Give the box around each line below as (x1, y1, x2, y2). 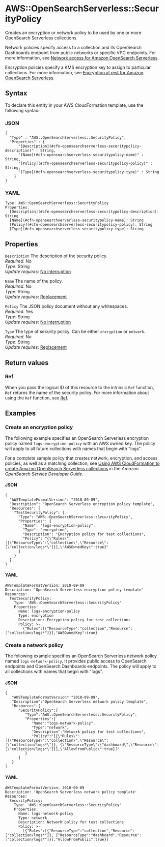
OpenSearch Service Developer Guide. (5, 471, 83, 477)
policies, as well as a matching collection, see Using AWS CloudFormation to (5, 460, 160, 466)
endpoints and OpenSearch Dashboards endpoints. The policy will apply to (5, 664, 157, 669)
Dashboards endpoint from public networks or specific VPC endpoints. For (5, 50, 156, 56)
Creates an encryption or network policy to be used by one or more (5, 30, 141, 35)
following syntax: (5, 107, 40, 113)
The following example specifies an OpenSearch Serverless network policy (5, 653, 157, 659)
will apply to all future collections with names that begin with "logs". (5, 446, 142, 452)
